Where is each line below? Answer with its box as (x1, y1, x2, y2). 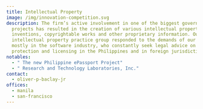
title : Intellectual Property (6, 8, 83, 15)
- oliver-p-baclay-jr (11, 76, 66, 82)
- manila (11, 88, 34, 94)
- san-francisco (11, 93, 53, 99)
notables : (6, 54, 31, 60)
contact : (6, 71, 28, 77)
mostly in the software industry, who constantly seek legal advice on (11, 43, 196, 49)
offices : (6, 82, 28, 88)
